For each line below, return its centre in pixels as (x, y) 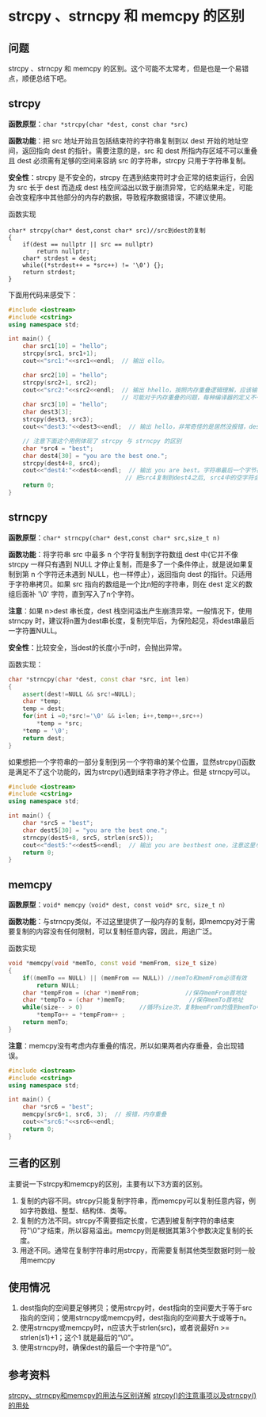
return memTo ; (46, 1022)
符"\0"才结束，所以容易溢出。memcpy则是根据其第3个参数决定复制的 (133, 1230)
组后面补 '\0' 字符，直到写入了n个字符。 (73, 594)
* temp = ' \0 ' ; (46, 731)
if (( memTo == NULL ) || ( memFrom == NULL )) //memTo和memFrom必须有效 (135, 978)
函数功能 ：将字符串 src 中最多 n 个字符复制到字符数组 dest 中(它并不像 (123, 554)
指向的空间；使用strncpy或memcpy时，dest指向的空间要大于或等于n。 (135, 1318)
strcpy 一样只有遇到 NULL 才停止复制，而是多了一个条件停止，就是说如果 (127, 564)
